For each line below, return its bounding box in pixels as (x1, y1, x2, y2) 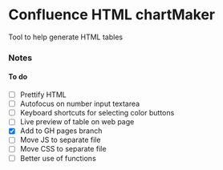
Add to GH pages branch (19, 126, 103, 136)
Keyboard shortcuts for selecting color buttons (19, 108, 175, 118)
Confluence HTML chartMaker (8, 6, 216, 24)
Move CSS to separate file (19, 144, 107, 154)
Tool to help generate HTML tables (8, 32, 123, 42)
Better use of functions (19, 153, 96, 163)
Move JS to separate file (19, 135, 101, 145)
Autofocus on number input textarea (19, 99, 140, 109)
